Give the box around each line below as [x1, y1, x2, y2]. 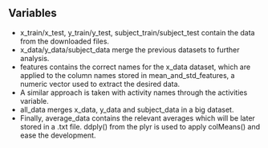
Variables [8, 6, 58, 20]
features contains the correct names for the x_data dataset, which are [19, 62, 251, 72]
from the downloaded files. [19, 36, 110, 46]
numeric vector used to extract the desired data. [19, 79, 181, 88]
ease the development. [19, 130, 96, 140]
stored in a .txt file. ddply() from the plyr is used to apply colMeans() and [19, 121, 261, 131]
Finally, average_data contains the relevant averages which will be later [19, 113, 255, 123]
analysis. [19, 53, 50, 63]
